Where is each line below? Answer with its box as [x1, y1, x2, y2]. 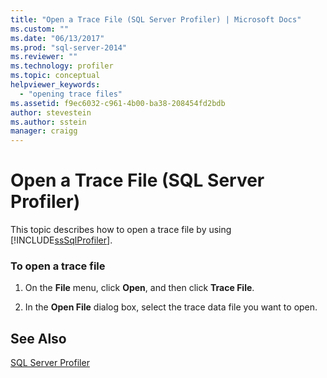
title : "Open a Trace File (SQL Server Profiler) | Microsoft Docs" [10, 14, 302, 25]
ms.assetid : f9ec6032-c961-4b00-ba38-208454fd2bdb [10, 98, 226, 108]
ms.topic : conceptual [10, 71, 101, 81]
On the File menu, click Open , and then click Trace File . [24, 282, 255, 294]
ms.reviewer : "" [10, 52, 78, 62]
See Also [10, 330, 67, 347]
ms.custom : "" [10, 24, 70, 34]
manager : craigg [10, 126, 78, 136]
